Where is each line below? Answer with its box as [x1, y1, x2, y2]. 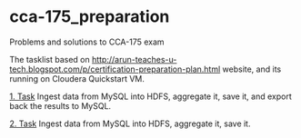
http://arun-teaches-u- [91, 54, 177, 64]
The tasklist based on [9, 54, 90, 64]
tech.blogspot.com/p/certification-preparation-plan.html [9, 64, 221, 74]
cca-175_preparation [9, 6, 170, 27]
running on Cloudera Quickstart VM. [9, 73, 145, 84]
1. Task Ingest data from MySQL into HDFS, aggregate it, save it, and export [9, 91, 293, 102]
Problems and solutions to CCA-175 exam [9, 36, 166, 47]
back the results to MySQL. [9, 100, 112, 111]
